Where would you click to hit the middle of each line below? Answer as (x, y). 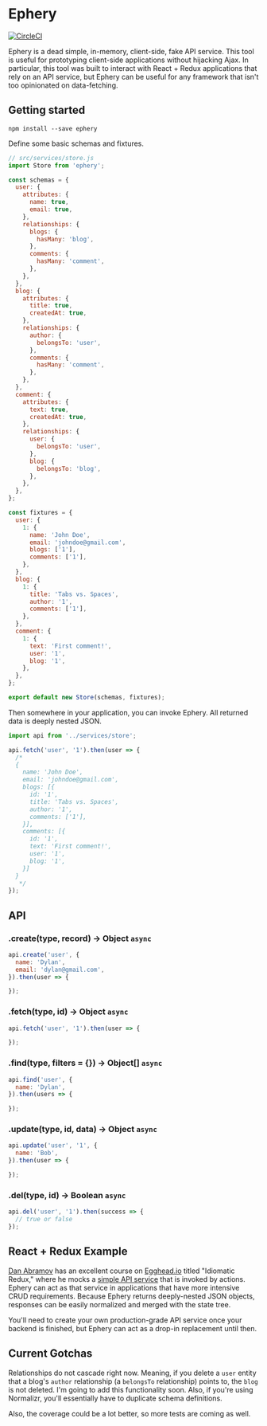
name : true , (49, 202)
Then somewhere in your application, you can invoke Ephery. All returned (128, 712)
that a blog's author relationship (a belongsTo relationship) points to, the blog (133, 1381)
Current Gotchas (50, 1354)
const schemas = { (39, 180)
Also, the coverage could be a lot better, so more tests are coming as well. (130, 1413)
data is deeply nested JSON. (55, 721)
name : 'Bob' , (37, 1153)
